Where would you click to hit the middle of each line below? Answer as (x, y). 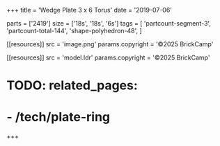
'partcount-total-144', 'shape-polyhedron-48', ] (74, 31)
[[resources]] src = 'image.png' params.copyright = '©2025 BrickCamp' (110, 44)
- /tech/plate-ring (58, 117)
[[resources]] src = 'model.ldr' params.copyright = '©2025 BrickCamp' (108, 57)
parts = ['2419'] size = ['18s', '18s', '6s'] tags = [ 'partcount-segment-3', (109, 23)
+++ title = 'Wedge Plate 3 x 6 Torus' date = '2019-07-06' (89, 10)
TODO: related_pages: (72, 85)
